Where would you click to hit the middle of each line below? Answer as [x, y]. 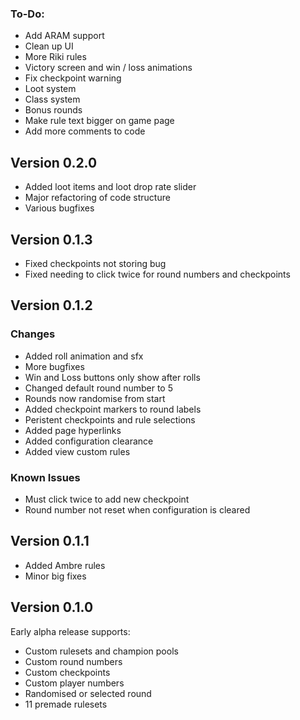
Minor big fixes [55, 576]
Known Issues [45, 477]
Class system [52, 99]
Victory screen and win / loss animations [108, 68]
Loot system [50, 89]
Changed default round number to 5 [98, 388]
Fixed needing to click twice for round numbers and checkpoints [157, 274]
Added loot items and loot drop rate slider [110, 187]
